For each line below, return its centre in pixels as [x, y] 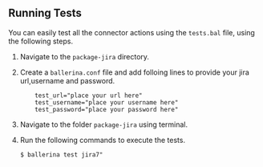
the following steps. [41, 41]
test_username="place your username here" [107, 102]
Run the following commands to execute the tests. [103, 140]
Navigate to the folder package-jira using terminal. [104, 124]
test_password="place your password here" [107, 109]
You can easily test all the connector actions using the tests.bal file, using [131, 32]
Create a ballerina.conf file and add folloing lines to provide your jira [135, 72]
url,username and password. [67, 80]
